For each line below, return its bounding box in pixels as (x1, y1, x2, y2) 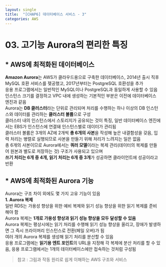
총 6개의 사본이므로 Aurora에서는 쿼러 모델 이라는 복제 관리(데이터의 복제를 (5, 142, 148, 148)
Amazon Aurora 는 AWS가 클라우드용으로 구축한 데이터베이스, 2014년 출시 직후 (5, 75, 160, 80)
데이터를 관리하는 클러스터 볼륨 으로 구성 (14, 112, 91, 117)
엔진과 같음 (5, 99, 27, 105)
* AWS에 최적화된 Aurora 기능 (5, 176, 94, 185)
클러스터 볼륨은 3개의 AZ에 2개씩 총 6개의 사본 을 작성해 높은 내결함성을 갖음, (5, 130, 153, 136)
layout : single (5, 7, 37, 12)
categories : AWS (5, 16, 39, 21)
